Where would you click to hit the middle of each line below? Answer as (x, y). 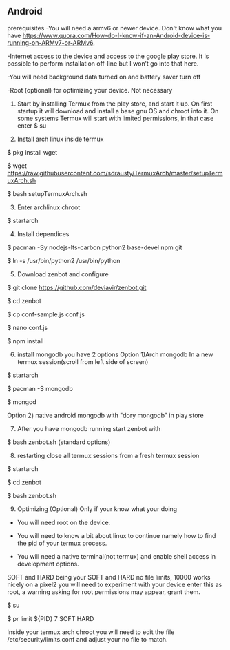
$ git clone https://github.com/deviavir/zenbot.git (77, 287)
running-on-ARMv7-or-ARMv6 (50, 42)
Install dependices (43, 233)
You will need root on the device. (64, 522)
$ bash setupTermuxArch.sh (47, 193)
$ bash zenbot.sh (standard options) (59, 442)
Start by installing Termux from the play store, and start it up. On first (115, 104)
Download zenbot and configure (63, 274)
